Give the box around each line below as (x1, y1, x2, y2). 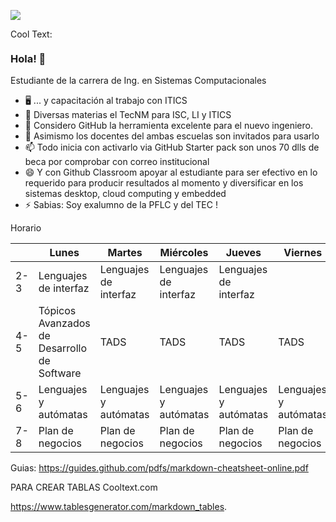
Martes (107, 246, 143, 260)
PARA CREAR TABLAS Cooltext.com (10, 481, 158, 494)
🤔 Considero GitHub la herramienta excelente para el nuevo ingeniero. (24, 120, 313, 132)
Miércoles (159, 246, 209, 260)
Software (38, 366, 82, 380)
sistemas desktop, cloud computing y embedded (24, 188, 227, 200)
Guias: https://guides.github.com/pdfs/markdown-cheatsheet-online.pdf (10, 462, 309, 474)
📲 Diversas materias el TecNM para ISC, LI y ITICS (24, 109, 232, 121)
